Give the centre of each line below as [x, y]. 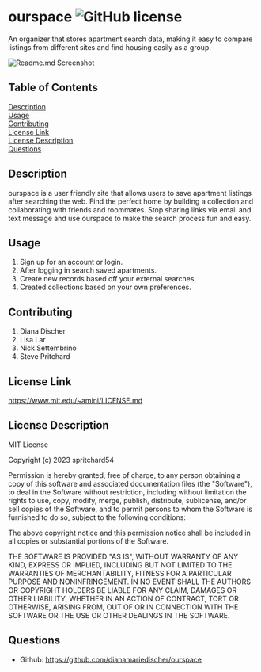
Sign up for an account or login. [71, 262]
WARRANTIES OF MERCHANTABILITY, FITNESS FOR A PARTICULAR [120, 573]
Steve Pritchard [45, 357]
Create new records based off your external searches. [108, 279]
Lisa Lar [32, 340]
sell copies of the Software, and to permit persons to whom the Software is [130, 509]
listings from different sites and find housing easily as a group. [110, 47]
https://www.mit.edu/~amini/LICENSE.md [76, 401]
